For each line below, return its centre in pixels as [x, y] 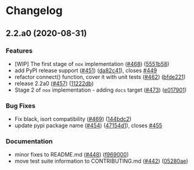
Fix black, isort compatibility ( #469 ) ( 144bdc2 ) [73, 119]
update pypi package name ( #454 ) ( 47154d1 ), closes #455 [88, 125]
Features [19, 51]
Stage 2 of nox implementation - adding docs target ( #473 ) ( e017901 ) [101, 90]
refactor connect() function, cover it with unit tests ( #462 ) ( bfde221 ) [100, 76]
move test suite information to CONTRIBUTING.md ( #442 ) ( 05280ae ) [101, 161]
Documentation [29, 141]
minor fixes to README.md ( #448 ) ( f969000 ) [72, 155]
